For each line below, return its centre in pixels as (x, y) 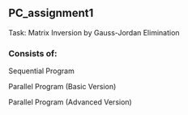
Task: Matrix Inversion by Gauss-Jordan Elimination (94, 32)
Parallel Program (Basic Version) (62, 87)
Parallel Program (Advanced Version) (70, 102)
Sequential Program (41, 71)
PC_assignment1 (51, 13)
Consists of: (33, 53)
